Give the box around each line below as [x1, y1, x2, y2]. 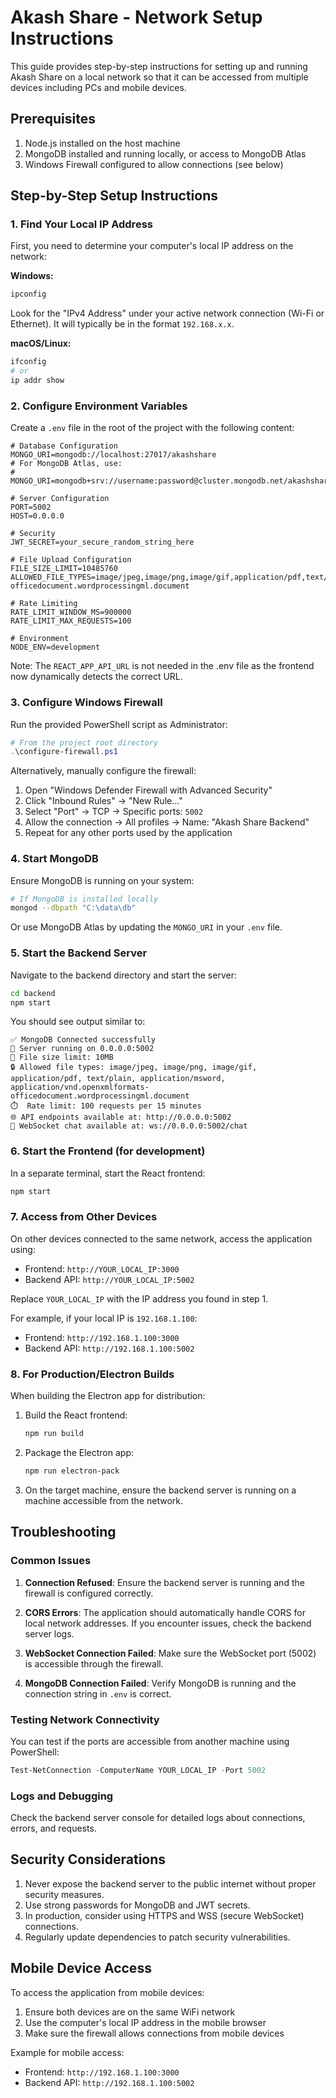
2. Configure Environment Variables [10, 399, 188, 413]
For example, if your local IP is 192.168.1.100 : [10, 1312, 198, 1324]
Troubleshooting [10, 1524, 117, 1541]
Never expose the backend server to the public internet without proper [24, 1877, 317, 1890]
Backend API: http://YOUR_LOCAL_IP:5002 [24, 1273, 195, 1285]
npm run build [24, 1429, 84, 1439]
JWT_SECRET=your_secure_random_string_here [10, 537, 195, 548]
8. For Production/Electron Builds [10, 1367, 175, 1381]
